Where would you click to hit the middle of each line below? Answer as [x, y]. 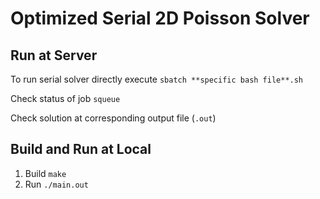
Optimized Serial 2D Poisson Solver [160, 18]
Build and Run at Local [81, 149]
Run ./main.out [56, 184]
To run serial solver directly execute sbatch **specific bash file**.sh [157, 79]
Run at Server [54, 55]
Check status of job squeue [65, 98]
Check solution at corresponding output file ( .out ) [113, 118]
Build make [45, 173]
